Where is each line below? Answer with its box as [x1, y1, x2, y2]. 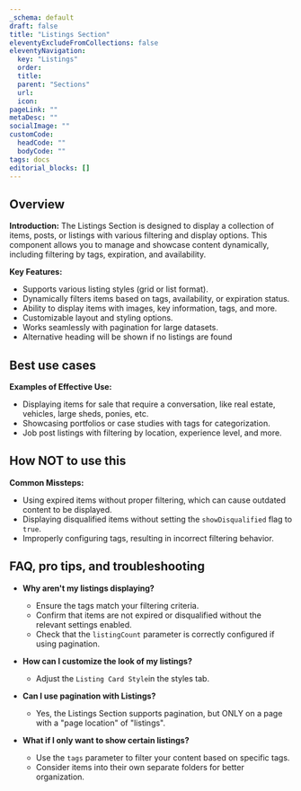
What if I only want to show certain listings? [22, 734, 190, 745]
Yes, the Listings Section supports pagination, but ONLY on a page [35, 708, 283, 718]
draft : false [9, 22, 58, 31]
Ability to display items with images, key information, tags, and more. [22, 303, 278, 314]
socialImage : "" [9, 122, 70, 131]
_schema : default [9, 13, 75, 22]
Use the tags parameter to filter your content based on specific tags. [35, 751, 290, 763]
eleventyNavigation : [9, 47, 87, 56]
